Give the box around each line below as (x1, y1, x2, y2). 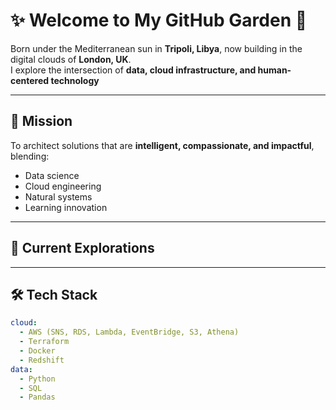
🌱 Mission (10, 113, 73, 130)
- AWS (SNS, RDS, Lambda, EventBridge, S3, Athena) (19, 327, 240, 338)
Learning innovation (24, 201, 108, 213)
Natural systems (24, 190, 93, 203)
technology (50, 74, 100, 86)
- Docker (19, 346, 56, 356)
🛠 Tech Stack (10, 286, 98, 303)
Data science (24, 169, 80, 181)
